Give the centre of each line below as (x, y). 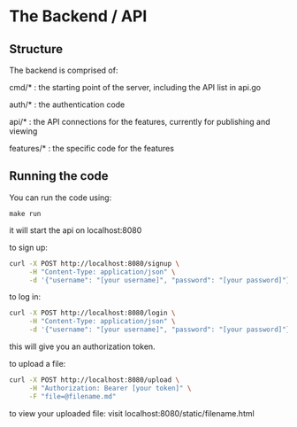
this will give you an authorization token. (83, 346)
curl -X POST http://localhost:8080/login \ (92, 313)
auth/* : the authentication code (67, 105)
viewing (23, 131)
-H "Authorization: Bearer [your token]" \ (110, 388)
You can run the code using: (61, 198)
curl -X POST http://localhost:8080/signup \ (94, 263)
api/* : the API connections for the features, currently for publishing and (140, 122)
